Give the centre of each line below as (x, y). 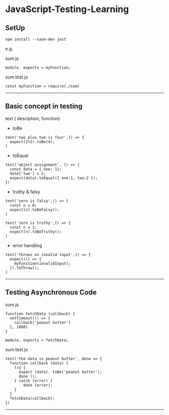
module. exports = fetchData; (37, 340)
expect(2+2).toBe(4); (32, 142)
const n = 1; (23, 227)
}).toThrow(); (24, 268)
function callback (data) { (39, 363)
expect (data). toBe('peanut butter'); (60, 372)
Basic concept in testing (44, 106)
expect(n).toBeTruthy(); (36, 232)
